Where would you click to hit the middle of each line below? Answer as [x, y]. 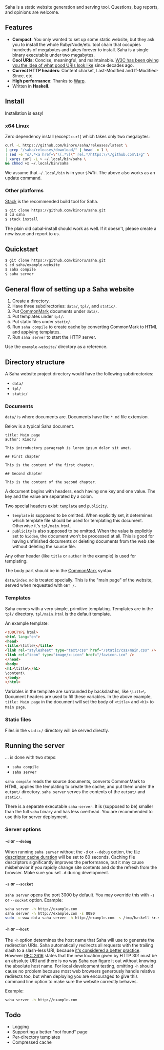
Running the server [35, 746]
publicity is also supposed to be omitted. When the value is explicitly [82, 531]
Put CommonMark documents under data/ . [55, 311]
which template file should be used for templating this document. [77, 521]
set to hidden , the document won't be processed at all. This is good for [83, 536]
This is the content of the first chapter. [50, 465]
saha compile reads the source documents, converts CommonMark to [75, 782]
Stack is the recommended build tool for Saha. [52, 201]
